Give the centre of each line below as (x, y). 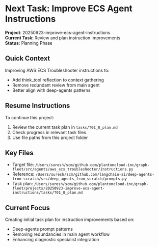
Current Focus (27, 207)
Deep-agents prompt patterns (42, 229)
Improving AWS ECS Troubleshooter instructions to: (57, 70)
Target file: (23, 165)
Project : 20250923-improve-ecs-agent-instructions (58, 32)
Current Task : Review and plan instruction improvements (63, 38)
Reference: (23, 174)
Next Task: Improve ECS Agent (69, 9)
